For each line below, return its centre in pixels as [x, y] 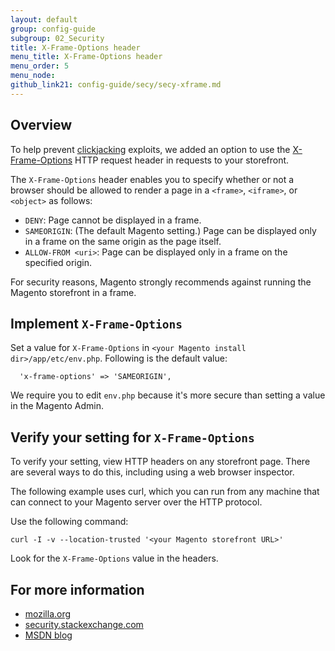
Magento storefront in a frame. [73, 292]
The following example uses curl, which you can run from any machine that [165, 492]
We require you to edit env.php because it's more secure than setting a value [168, 395]
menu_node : [33, 76]
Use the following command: [69, 522]
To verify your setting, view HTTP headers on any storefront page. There [160, 462]
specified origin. [58, 262]
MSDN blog [48, 635]
